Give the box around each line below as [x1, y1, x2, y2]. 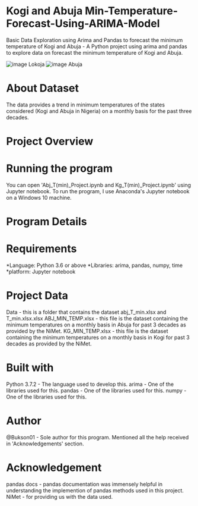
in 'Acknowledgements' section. [6, 440, 84, 447]
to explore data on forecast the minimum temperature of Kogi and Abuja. [6, 49, 183, 56]
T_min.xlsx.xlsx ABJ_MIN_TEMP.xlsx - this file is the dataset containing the [6, 315, 189, 322]
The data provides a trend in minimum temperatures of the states [6, 101, 165, 108]
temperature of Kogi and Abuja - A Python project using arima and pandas [6, 43, 188, 50]
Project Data [6, 289, 68, 303]
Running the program [6, 162, 113, 175]
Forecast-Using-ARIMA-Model [6, 17, 160, 30]
